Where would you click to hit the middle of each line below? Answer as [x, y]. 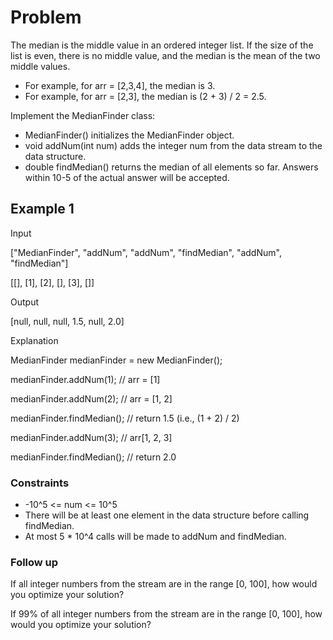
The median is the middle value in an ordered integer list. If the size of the [162, 45]
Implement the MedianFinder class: [83, 115]
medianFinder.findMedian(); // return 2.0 [93, 457]
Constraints [40, 483]
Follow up [34, 562]
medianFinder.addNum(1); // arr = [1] [85, 379]
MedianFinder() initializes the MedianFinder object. [129, 135]
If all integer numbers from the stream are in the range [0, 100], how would [164, 584]
